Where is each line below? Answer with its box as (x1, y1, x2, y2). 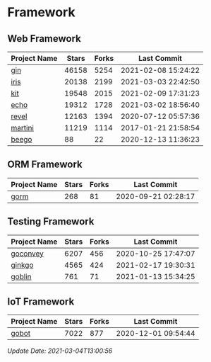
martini (11, 123, 34, 132)
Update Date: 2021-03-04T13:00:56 (7, 346, 113, 355)
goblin (11, 271, 32, 281)
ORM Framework (7, 159, 83, 171)
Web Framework (7, 33, 81, 45)
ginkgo (11, 260, 34, 270)
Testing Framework (7, 215, 95, 227)
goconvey (11, 249, 44, 259)
